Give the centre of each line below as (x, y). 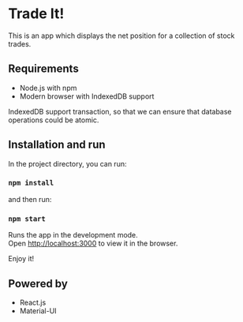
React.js (33, 302)
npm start (27, 219)
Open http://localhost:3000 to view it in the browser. (93, 243)
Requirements (43, 69)
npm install (31, 183)
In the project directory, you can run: (67, 163)
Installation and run (57, 145)
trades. (20, 43)
